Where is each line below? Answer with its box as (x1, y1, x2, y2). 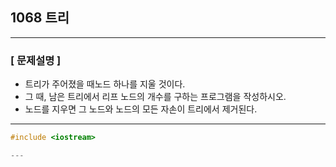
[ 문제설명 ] (10, 53, 62, 67)
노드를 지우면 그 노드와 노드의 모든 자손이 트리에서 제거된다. (24, 103, 258, 115)
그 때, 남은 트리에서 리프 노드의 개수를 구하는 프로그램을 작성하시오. (24, 91, 287, 103)
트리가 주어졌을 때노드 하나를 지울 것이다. (24, 78, 186, 90)
